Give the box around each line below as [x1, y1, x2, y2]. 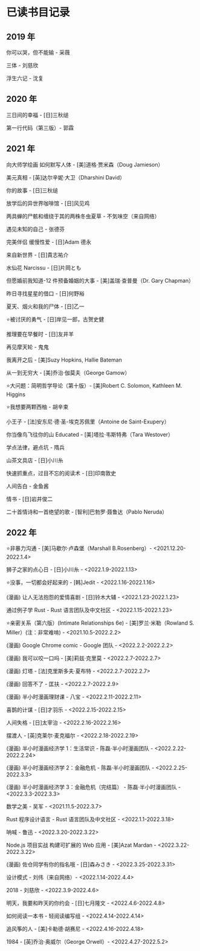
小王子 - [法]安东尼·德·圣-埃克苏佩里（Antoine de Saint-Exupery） [6, 418, 170, 425]
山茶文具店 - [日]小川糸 [6, 456, 63, 464]
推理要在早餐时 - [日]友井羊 [6, 330, 74, 337]
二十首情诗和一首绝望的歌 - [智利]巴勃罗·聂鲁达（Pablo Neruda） [6, 508, 168, 516]
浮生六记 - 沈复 [6, 75, 44, 82]
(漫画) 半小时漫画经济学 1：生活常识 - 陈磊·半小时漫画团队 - [6, 745, 153, 752]
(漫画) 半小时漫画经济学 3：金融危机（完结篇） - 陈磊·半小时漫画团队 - [6, 784, 181, 791]
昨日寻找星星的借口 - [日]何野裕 [6, 289, 85, 297]
